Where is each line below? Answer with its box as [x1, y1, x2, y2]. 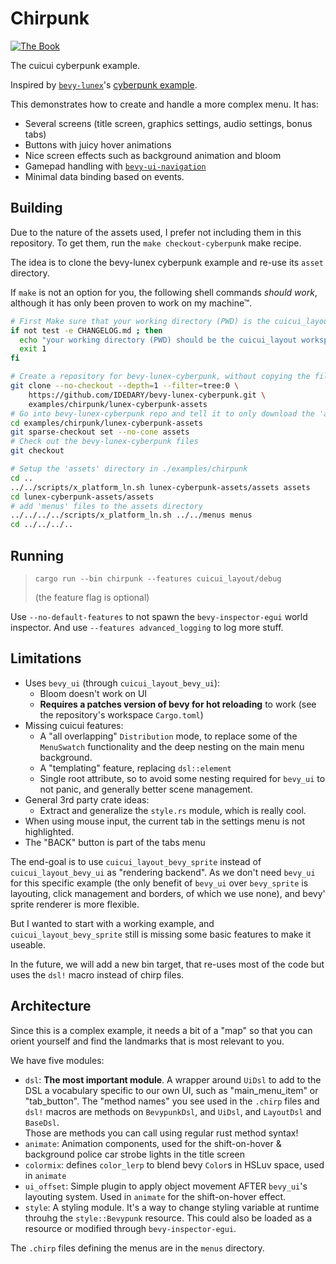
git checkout [10, 446, 65, 456]
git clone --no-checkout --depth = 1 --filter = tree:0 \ [10, 381, 240, 391]
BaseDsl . [24, 1116, 60, 1128]
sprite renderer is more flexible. [10, 898, 140, 910]
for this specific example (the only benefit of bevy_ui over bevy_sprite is [10, 877, 309, 889]
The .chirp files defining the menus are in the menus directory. [10, 1242, 265, 1254]
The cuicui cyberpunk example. [10, 59, 141, 71]
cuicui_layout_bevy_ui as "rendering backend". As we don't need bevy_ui [10, 866, 316, 878]
